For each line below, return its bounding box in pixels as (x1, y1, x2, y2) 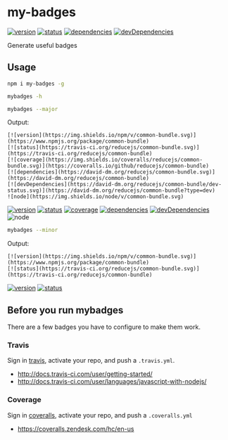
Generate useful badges (7, 41, 77, 49)
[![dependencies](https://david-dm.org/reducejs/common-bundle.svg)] (7, 169, 216, 176)
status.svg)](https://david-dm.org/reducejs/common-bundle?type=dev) (7, 187, 216, 194)
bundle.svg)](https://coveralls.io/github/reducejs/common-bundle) (7, 162, 210, 169)
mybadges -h (7, 93, 42, 100)
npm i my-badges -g (7, 80, 65, 87)
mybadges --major (7, 105, 58, 112)
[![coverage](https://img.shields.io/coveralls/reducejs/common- (7, 156, 203, 164)
